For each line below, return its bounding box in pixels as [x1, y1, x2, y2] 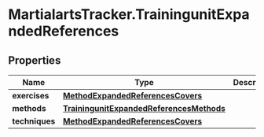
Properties [8, 54, 61, 67]
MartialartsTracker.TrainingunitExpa [8, 6, 250, 24]
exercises [12, 91, 49, 101]
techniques [12, 116, 56, 127]
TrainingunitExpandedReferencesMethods [62, 103, 225, 113]
